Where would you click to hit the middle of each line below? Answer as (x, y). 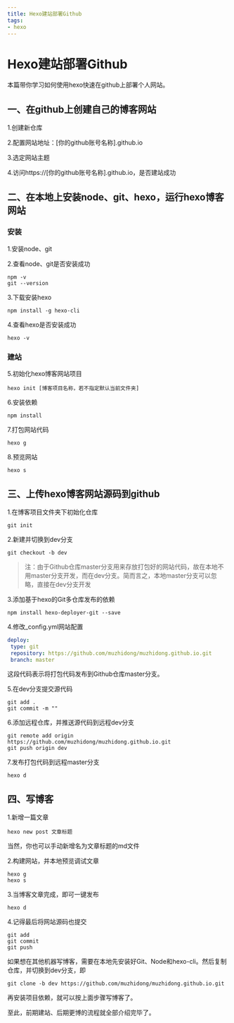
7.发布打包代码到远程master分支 (53, 762)
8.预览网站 (22, 457)
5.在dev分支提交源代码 (40, 689)
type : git (25, 646)
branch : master (32, 660)
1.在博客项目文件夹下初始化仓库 (53, 511)
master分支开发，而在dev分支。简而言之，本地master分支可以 (121, 575)
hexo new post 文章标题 (40, 832)
